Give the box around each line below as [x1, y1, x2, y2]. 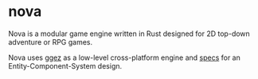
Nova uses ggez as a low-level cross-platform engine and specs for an [8, 53, 240, 62]
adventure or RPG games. [8, 37, 93, 46]
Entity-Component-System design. [8, 61, 123, 70]
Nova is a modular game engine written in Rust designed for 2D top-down [8, 29, 251, 38]
